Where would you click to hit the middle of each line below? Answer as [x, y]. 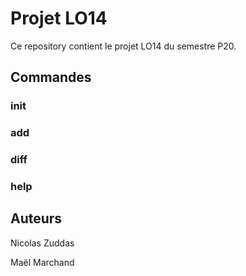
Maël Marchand [42, 262]
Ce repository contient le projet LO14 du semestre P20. [123, 46]
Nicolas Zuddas [42, 243]
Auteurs [36, 218]
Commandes [51, 77]
